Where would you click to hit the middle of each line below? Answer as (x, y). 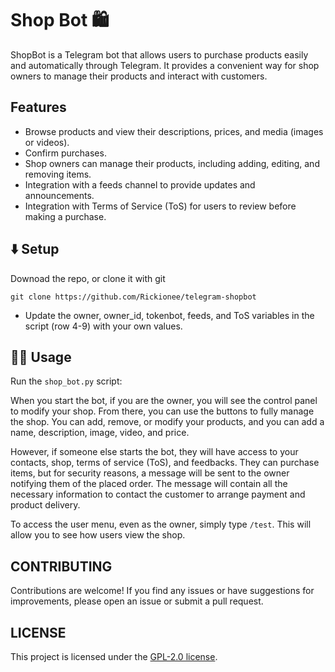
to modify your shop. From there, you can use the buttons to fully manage (162, 411)
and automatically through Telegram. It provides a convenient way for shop (165, 65)
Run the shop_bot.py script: (66, 381)
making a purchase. (65, 216)
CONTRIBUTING (61, 566)
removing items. (58, 174)
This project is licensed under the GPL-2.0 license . (114, 656)
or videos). (47, 142)
